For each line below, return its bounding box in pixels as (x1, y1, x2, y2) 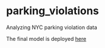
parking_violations (6, 4, 99, 18)
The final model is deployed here (6, 35, 87, 42)
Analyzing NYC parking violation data (6, 24, 98, 31)
